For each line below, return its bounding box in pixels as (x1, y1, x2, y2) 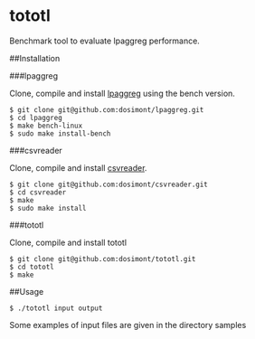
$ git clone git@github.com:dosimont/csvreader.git (9, 180, 208, 189)
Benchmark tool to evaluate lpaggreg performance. (9, 35, 201, 46)
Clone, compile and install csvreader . (9, 162, 147, 173)
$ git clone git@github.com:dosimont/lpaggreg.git (9, 105, 204, 114)
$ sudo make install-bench (9, 128, 111, 138)
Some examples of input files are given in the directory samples (9, 319, 247, 330)
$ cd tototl (9, 262, 54, 271)
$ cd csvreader (9, 187, 67, 197)
